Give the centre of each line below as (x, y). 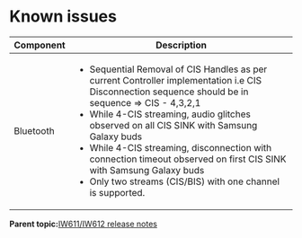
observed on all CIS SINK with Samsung (173, 125)
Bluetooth (35, 130)
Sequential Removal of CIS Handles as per (178, 69)
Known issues (63, 17)
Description (181, 45)
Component (40, 45)
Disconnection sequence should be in (169, 92)
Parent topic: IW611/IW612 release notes (83, 224)
